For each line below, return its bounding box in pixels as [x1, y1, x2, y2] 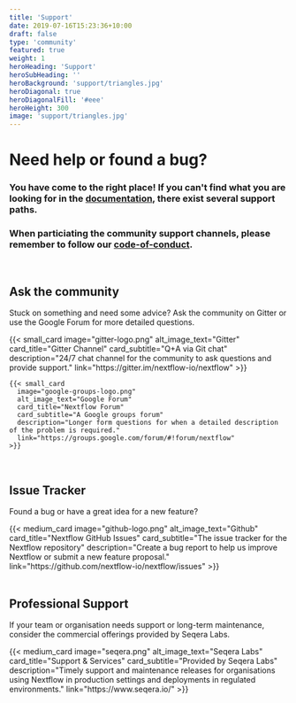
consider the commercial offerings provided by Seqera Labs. [9, 629, 231, 639]
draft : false [9, 29, 57, 38]
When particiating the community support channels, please [9, 228, 271, 240]
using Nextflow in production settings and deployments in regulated [9, 674, 256, 684]
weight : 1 [9, 54, 46, 63]
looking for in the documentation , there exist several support [9, 192, 276, 205]
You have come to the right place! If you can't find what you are [9, 182, 286, 194]
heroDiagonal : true [9, 87, 81, 96]
